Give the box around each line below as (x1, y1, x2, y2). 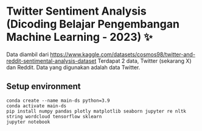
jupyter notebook (6, 119, 50, 125)
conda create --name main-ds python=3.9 (6, 97, 111, 104)
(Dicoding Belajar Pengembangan (6, 17, 179, 31)
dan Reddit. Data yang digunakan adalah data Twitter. (6, 63, 141, 71)
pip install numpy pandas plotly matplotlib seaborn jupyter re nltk (6, 108, 187, 114)
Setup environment (6, 81, 81, 92)
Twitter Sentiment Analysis (6, 4, 147, 18)
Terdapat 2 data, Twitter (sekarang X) (97, 57, 192, 65)
